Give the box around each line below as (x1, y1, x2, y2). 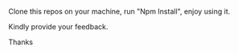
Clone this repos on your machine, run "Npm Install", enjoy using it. (8, 7, 231, 16)
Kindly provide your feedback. (8, 22, 109, 31)
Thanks (8, 37, 34, 47)
